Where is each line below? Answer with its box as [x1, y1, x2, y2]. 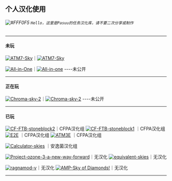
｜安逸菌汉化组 [46, 143, 78, 149]
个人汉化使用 [5, 5, 46, 14]
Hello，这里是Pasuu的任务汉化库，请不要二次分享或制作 [30, 20, 134, 26]
